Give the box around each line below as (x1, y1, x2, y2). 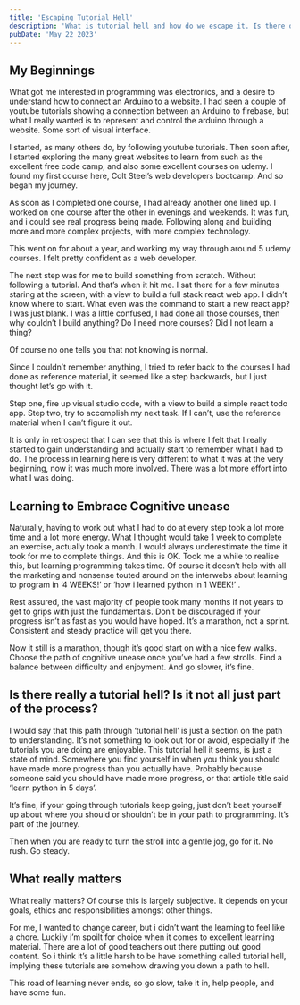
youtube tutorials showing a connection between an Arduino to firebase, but (9, 106, 289, 116)
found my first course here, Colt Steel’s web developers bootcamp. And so (9, 171, 284, 182)
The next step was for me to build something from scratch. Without (9, 270, 256, 281)
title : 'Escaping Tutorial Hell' (9, 13, 134, 22)
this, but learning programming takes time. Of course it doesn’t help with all (9, 560, 287, 571)
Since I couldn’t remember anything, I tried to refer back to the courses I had (9, 362, 291, 372)
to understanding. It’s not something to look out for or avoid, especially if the (9, 735, 290, 745)
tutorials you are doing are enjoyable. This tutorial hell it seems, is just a (9, 744, 272, 754)
